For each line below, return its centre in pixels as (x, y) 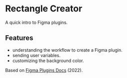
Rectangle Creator (44, 9)
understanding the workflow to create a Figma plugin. (67, 50)
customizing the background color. (48, 61)
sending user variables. (36, 55)
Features (19, 38)
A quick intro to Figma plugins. (37, 22)
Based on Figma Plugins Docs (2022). (44, 70)
